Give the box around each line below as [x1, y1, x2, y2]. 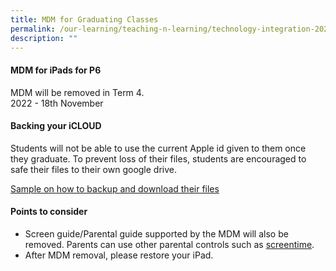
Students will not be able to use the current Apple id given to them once [10, 142, 307, 154]
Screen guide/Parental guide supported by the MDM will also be [24, 227, 289, 240]
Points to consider [10, 206, 88, 218]
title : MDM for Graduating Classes [10, 14, 159, 25]
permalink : [10, 24, 56, 34]
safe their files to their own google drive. [10, 163, 178, 175]
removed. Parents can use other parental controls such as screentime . [24, 238, 315, 250]
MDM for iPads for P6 [10, 64, 102, 76]
